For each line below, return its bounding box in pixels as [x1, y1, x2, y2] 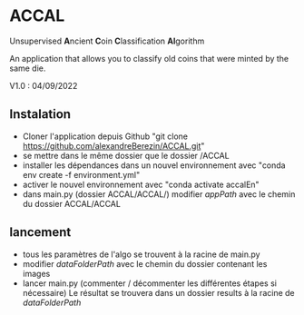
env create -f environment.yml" [22, 169, 141, 180]
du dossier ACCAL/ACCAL [22, 198, 121, 209]
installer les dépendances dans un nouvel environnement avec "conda [22, 160, 286, 171]
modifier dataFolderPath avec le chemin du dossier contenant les [22, 258, 268, 269]
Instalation [9, 106, 71, 123]
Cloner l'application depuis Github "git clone [22, 131, 189, 142]
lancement [9, 224, 72, 241]
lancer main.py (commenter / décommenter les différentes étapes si [22, 278, 277, 289]
